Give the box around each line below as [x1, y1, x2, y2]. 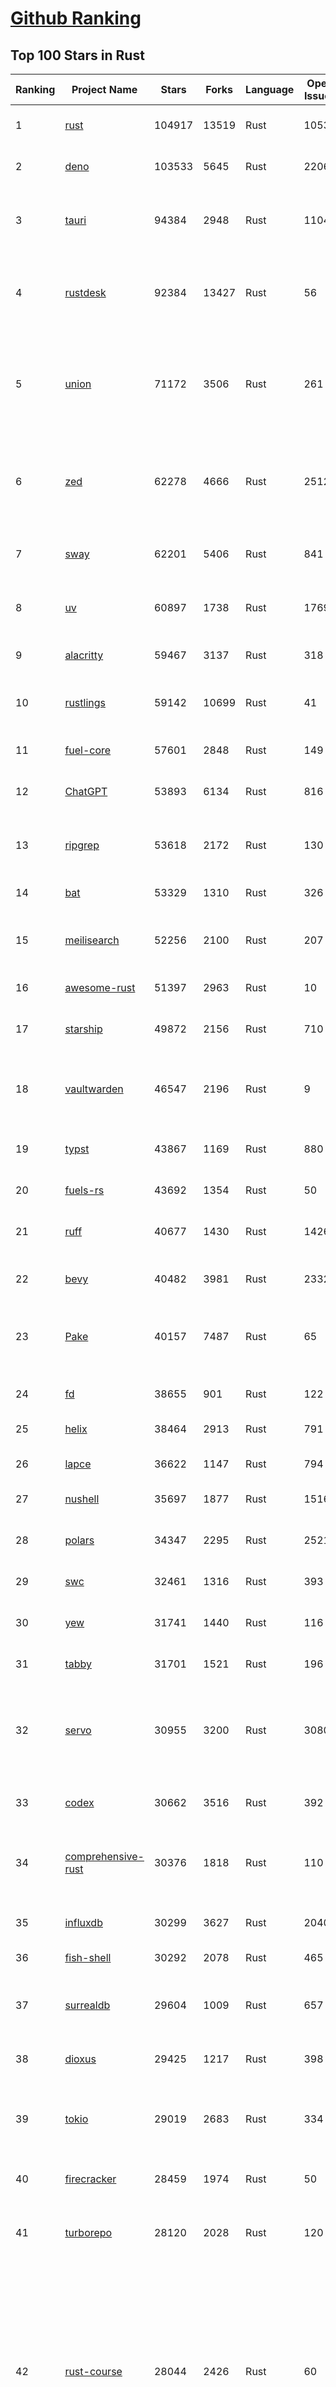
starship [64, 1022, 103, 1036]
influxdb [64, 1916, 103, 1929]
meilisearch [64, 933, 120, 947]
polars [64, 1533, 95, 1547]
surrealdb [64, 1998, 111, 2012]
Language [245, 83, 295, 96]
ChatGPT [64, 785, 108, 798]
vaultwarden [64, 1082, 124, 1096]
